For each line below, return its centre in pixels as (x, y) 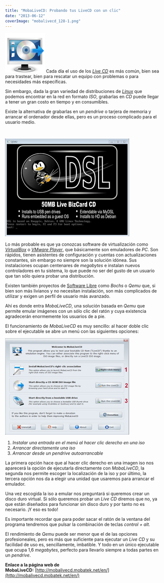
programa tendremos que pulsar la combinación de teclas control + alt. (78, 524)
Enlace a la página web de (32, 565)
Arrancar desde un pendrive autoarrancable (58, 453)
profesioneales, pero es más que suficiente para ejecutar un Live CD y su (80, 539)
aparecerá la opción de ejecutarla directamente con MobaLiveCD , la (75, 468)
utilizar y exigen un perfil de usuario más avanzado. (58, 296)
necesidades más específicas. (36, 82)
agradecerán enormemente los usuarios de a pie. (55, 316)
